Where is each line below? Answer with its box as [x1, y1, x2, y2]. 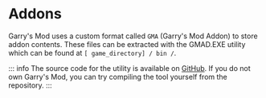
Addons [8, 5, 62, 23]
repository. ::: [8, 80, 52, 90]
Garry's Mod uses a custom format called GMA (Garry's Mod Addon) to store [8, 31, 259, 41]
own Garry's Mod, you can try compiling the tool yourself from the [8, 72, 227, 81]
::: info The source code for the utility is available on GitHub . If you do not [8, 63, 251, 73]
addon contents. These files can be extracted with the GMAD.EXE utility [8, 39, 246, 49]
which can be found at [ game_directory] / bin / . [8, 48, 177, 57]
